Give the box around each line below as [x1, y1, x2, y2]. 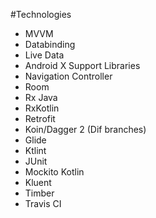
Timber [24, 187, 55, 199]
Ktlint [24, 145, 47, 156]
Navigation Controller [24, 70, 113, 82]
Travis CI [24, 198, 62, 209]
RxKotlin [24, 102, 60, 114]
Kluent [24, 177, 52, 188]
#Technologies [10, 9, 72, 20]
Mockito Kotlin [24, 166, 85, 178]
